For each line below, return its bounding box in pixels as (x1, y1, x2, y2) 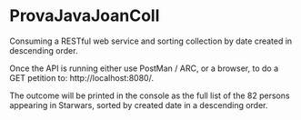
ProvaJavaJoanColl (9, 5, 160, 26)
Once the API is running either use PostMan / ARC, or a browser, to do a (9, 63, 279, 74)
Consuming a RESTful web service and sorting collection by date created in (9, 35, 293, 46)
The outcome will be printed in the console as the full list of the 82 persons (9, 90, 290, 101)
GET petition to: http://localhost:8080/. (9, 72, 155, 83)
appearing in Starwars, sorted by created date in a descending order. (9, 99, 268, 110)
